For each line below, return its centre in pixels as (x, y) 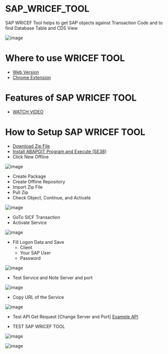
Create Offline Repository (39, 181)
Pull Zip (20, 192)
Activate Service (29, 223)
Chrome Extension (32, 77)
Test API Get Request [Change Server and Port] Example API (75, 316)
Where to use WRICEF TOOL (65, 58)
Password (30, 258)
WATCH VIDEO (28, 112)
